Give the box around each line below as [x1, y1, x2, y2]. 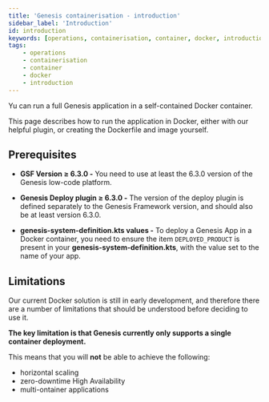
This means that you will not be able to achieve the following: [8, 352, 211, 362]
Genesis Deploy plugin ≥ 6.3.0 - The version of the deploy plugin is [19, 193, 244, 203]
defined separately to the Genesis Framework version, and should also [19, 202, 254, 211]
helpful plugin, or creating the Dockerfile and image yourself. [8, 125, 209, 135]
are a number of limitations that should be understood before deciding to [8, 304, 248, 314]
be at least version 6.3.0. [19, 210, 102, 220]
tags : [8, 42, 26, 50]
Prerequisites [8, 147, 77, 161]
